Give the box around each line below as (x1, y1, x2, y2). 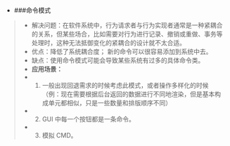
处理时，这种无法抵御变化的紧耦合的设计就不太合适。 (31, 39, 186, 47)
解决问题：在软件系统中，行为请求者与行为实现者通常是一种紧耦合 (31, 21, 223, 29)
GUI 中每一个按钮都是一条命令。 (41, 115, 135, 123)
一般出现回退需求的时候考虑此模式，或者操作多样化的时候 (41, 81, 209, 89)
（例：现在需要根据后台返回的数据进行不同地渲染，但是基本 (41, 90, 215, 98)
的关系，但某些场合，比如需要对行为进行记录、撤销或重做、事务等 (31, 30, 223, 38)
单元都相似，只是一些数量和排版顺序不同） (48, 99, 172, 107)
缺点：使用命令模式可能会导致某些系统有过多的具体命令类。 (31, 56, 205, 65)
